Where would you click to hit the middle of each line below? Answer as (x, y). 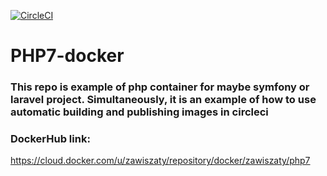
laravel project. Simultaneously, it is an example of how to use (163, 100)
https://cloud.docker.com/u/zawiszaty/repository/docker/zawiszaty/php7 (160, 161)
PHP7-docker (67, 56)
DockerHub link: (50, 139)
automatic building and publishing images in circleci (139, 112)
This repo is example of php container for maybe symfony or (160, 87)
